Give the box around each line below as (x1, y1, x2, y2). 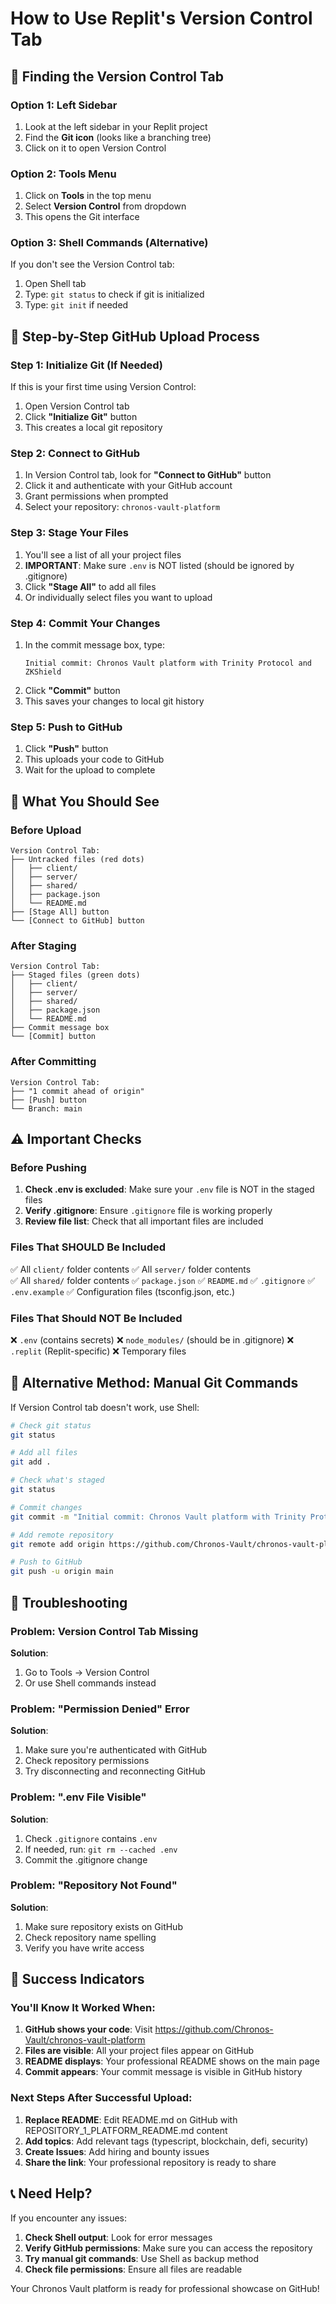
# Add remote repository (10, 1530, 114, 1540)
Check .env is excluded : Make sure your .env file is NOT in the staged (24, 1183, 315, 1196)
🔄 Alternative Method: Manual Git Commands (10, 1375, 299, 1392)
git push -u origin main (10, 1567, 114, 1577)
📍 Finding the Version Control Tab (10, 68, 224, 85)
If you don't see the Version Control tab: (10, 258, 175, 271)
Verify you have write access (24, 1942, 145, 1954)
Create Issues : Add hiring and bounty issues (24, 2145, 210, 2157)
